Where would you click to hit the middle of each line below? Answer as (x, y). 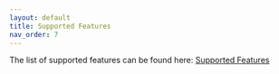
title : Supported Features (60, 26)
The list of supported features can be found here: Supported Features (139, 60)
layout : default (40, 18)
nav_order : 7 (34, 34)
